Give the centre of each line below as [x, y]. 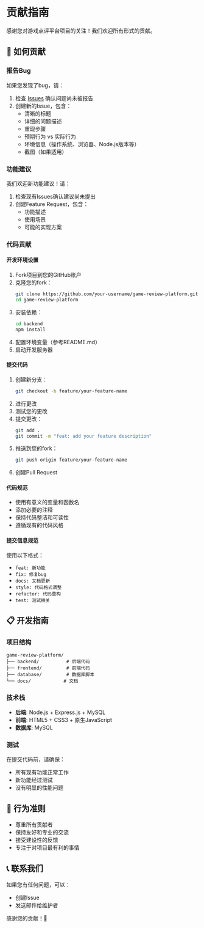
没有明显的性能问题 [39, 787]
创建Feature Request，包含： [52, 204]
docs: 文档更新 [33, 581]
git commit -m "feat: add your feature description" [83, 436]
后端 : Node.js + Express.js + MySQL [60, 712]
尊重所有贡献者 [34, 824]
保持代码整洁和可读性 [42, 518]
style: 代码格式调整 [38, 587]
